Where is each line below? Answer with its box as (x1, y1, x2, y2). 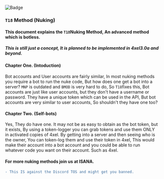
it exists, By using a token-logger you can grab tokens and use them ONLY (5, 127, 155, 133)
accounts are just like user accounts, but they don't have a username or (5, 89, 149, 95)
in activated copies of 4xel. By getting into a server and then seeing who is (5, 132, 155, 138)
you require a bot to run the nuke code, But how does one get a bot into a (5, 79, 153, 85)
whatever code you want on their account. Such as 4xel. (5, 147, 119, 153)
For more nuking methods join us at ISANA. (5, 159, 94, 164)
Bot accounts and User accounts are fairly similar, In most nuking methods (5, 74, 155, 80)
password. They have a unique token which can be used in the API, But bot (5, 94, 156, 100)
